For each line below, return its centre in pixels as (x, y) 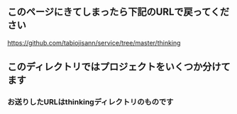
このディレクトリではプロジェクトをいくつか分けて (119, 67)
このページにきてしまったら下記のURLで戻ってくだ (118, 12)
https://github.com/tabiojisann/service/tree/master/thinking (94, 42)
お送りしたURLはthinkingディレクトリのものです (90, 102)
